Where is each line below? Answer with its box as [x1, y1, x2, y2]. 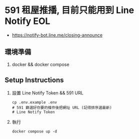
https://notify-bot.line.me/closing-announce [11, 32, 103, 38]
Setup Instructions [4, 76, 64, 84]
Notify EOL [4, 15, 50, 27]
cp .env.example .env [11, 99, 57, 105]
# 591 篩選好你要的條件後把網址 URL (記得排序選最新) [11, 105, 112, 110]
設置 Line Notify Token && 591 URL [11, 89, 83, 95]
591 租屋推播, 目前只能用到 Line [4, 4, 134, 16]
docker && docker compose [11, 61, 69, 67]
